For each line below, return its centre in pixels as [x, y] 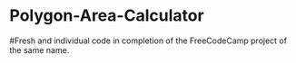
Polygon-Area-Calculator [107, 16]
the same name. [39, 49]
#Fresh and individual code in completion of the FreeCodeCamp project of [148, 40]
